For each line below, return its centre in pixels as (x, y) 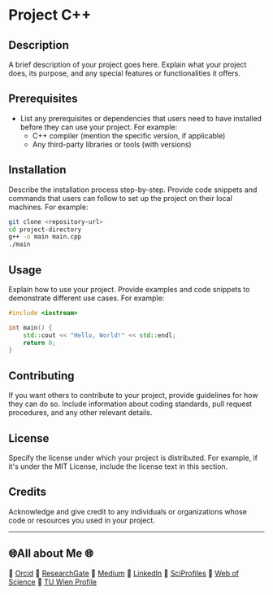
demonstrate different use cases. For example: (87, 298)
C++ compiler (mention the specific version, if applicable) (129, 135)
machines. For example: (48, 207)
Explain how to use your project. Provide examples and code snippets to (129, 289)
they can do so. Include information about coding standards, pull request (130, 404)
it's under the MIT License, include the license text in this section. (118, 466)
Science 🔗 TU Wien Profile (53, 582)
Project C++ (50, 15)
